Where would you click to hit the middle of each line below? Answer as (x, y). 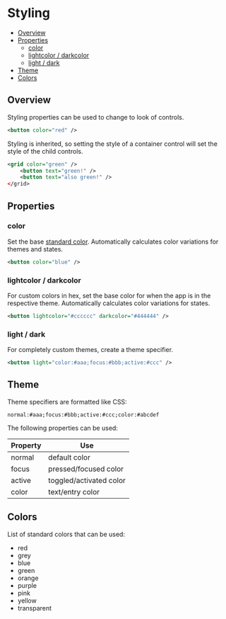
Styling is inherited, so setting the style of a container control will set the (112, 144)
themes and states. (35, 249)
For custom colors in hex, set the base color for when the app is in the (109, 295)
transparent (34, 608)
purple (27, 585)
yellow (27, 601)
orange (28, 578)
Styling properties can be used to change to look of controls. (96, 117)
